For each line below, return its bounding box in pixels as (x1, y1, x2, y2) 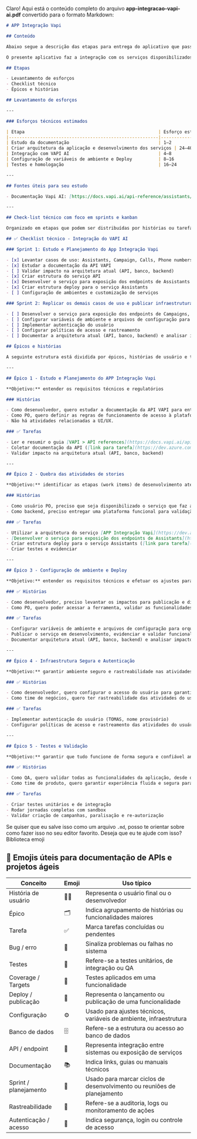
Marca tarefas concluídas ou (85, 923, 164, 931)
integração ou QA (85, 964, 134, 972)
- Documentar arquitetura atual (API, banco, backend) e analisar (6, 637, 172, 643)
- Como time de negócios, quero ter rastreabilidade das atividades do (6, 696, 185, 701)
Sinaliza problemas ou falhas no (85, 940, 174, 948)
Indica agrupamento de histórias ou (85, 906, 184, 914)
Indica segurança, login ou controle (85, 1116, 183, 1124)
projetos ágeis (6, 862, 60, 872)
